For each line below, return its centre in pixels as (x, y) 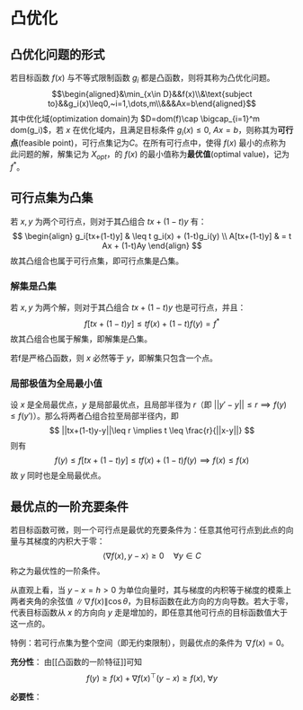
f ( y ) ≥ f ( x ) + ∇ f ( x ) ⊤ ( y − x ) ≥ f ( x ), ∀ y (152, 677)
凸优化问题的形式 (58, 54)
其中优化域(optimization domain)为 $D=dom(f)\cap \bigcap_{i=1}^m (135, 119)
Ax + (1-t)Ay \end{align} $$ (152, 245)
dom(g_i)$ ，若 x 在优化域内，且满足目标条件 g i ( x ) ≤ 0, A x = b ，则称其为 (144, 131)
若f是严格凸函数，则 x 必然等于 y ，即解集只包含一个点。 (114, 358)
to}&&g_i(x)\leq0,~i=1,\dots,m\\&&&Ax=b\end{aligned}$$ (152, 103)
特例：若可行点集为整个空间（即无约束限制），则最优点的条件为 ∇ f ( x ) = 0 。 (150, 643)
